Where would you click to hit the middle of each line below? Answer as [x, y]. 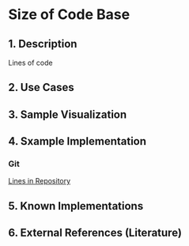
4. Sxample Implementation [77, 141]
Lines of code [30, 62]
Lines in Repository [40, 181]
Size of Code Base [69, 15]
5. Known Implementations [76, 206]
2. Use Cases [41, 87]
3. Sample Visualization [68, 114]
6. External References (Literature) [95, 233]
